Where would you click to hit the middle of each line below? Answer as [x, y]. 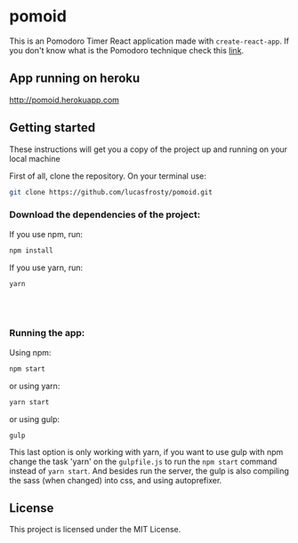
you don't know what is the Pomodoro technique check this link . [127, 50]
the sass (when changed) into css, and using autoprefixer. [116, 480]
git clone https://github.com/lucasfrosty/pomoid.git [111, 192]
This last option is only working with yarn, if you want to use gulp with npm [146, 451]
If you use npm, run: [46, 234]
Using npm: [30, 352]
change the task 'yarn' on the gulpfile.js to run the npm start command [143, 461]
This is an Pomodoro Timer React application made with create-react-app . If [149, 41]
